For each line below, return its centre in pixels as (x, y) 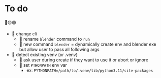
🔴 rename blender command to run (54, 39)
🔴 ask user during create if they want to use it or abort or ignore (84, 60)
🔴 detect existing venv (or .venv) (45, 54)
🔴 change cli (24, 34)
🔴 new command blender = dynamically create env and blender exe (88, 44)
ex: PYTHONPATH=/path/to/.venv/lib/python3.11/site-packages (90, 70)
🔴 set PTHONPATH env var (43, 65)
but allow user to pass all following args (59, 49)
